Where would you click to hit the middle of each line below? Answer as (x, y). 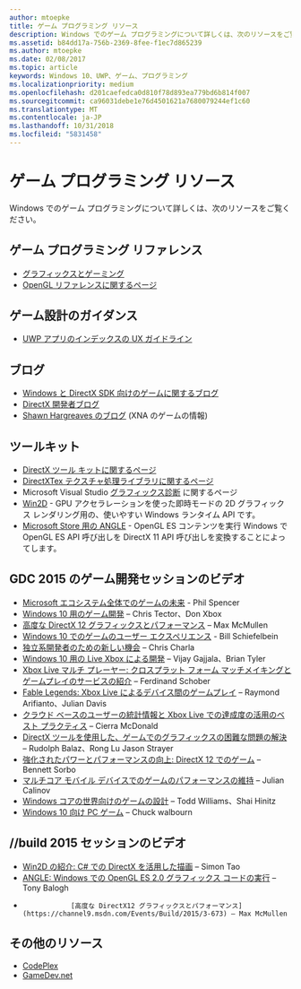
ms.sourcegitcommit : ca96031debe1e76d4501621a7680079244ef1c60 (130, 101)
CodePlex (40, 966)
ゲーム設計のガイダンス (74, 316)
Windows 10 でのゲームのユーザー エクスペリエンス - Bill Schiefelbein (150, 636)
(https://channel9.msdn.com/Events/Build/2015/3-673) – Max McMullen (155, 914)
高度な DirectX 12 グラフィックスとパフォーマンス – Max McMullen (145, 625)
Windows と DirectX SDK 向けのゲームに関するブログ (120, 393)
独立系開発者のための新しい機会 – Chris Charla (108, 647)
